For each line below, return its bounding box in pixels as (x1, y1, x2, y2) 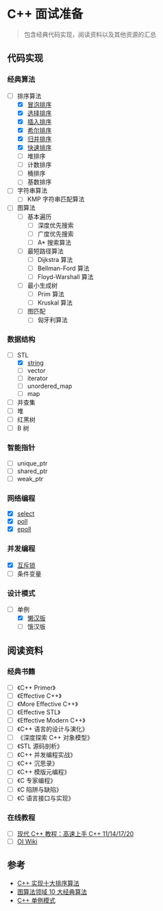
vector (27, 366, 46, 375)
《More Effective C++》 (16, 699, 79, 708)
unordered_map (27, 382, 73, 390)
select (16, 509, 35, 518)
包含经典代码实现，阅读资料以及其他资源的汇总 (23, 30, 156, 39)
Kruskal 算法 (37, 298, 73, 307)
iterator (27, 374, 48, 382)
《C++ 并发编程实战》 (16, 751, 77, 759)
